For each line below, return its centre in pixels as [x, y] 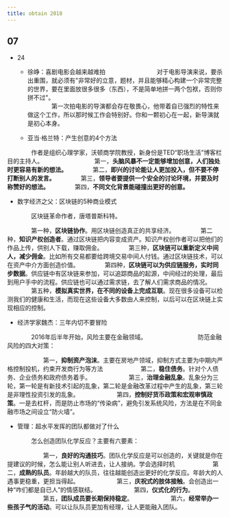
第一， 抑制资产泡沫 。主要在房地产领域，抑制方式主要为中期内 [130, 360]
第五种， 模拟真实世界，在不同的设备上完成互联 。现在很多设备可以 [124, 291]
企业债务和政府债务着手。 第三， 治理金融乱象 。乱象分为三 [119, 378]
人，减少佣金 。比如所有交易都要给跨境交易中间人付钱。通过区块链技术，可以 [115, 256]
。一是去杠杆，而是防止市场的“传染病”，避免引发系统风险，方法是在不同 [115, 403]
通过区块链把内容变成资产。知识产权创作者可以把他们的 [145, 239]
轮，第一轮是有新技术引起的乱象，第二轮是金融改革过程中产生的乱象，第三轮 [115, 386]
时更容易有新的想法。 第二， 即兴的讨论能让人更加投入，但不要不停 [113, 170]
